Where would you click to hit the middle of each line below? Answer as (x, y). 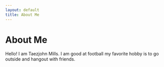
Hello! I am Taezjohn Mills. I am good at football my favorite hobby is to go (82, 54)
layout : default (22, 10)
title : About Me (22, 15)
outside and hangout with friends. (40, 59)
